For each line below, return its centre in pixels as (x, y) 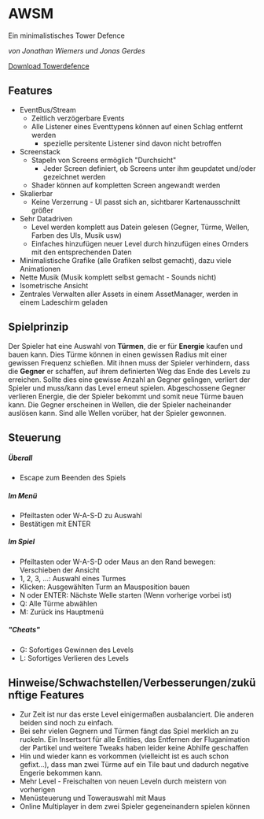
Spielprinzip (38, 327)
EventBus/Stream (48, 109)
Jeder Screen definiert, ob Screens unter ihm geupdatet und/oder (150, 168)
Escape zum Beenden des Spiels (73, 477)
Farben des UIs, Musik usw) (76, 235)
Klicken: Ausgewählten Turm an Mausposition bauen (104, 587)
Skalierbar (36, 193)
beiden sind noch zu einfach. (66, 722)
